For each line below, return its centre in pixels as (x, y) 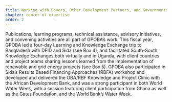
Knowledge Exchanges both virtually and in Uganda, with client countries (82, 56)
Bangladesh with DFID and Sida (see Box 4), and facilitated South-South (81, 50)
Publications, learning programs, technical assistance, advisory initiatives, (83, 34)
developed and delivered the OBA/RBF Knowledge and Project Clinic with (83, 78)
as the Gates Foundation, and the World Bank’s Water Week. (69, 94)
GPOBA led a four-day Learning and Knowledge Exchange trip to (73, 45)
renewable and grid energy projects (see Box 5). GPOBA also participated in (85, 67)
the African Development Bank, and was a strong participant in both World (84, 83)
